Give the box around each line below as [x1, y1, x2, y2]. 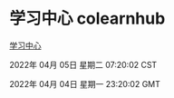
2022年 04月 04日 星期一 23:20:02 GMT [9, 78, 161, 89]
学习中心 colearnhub [9, 8, 166, 29]
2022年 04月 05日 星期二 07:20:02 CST [9, 59, 158, 70]
